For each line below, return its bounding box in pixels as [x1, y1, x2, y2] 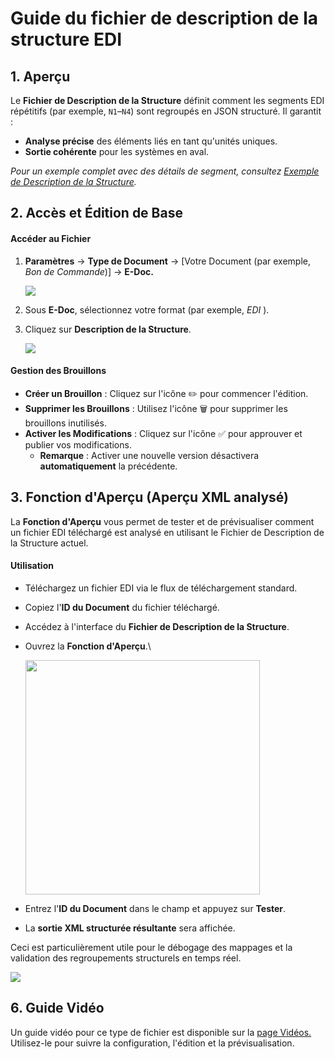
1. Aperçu [10, 68, 71, 85]
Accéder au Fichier [10, 232, 92, 244]
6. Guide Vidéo [10, 1000, 105, 1017]
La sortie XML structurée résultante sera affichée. [24, 922, 236, 934]
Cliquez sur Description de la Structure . [24, 323, 192, 335]
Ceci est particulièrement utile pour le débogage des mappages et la [10, 941, 293, 953]
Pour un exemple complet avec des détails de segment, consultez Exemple [10, 165, 320, 177]
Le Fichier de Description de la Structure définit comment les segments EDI [10, 95, 325, 106]
